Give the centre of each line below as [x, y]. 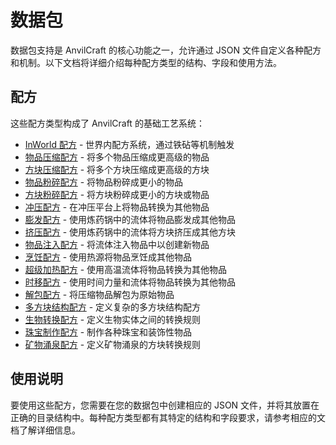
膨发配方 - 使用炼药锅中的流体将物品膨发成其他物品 [130, 219]
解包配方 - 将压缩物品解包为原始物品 [99, 294]
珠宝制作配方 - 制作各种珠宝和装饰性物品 [108, 332]
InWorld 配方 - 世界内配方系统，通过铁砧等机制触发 [129, 144]
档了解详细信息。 [45, 430]
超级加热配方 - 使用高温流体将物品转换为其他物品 [126, 269]
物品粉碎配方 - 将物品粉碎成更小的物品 [104, 182]
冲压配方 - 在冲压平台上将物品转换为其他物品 [117, 207]
